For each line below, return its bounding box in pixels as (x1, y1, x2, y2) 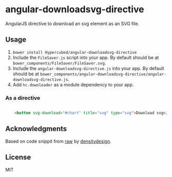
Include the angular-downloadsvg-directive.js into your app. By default (12, 65, 165, 71)
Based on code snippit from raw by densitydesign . (5, 138, 112, 144)
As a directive (5, 94, 40, 101)
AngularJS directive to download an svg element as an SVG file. (5, 20, 140, 27)
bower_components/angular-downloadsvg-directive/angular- (40, 72, 166, 77)
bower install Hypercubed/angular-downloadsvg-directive (12, 50, 137, 55)
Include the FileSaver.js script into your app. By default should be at (12, 54, 159, 60)
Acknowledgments (5, 124, 68, 134)
